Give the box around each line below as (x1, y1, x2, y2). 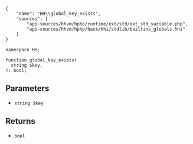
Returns (5, 116, 36, 126)
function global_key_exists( (5, 57, 77, 63)
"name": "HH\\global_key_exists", (16, 11, 101, 17)
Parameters (5, 83, 50, 94)
